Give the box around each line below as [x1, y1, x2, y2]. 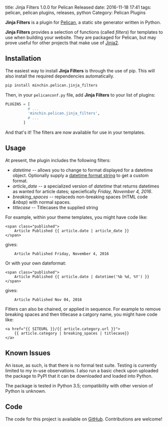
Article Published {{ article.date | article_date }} [14, 228, 129, 233]
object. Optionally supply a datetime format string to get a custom [12, 172, 149, 178]
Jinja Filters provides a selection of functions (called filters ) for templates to [5, 29, 163, 35]
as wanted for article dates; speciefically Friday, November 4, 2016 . [12, 188, 152, 194]
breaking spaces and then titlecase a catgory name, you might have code [5, 311, 157, 317]
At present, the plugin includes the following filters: [5, 157, 111, 163]
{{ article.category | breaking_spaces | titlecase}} [14, 330, 129, 336]
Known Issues [5, 349, 51, 358]
